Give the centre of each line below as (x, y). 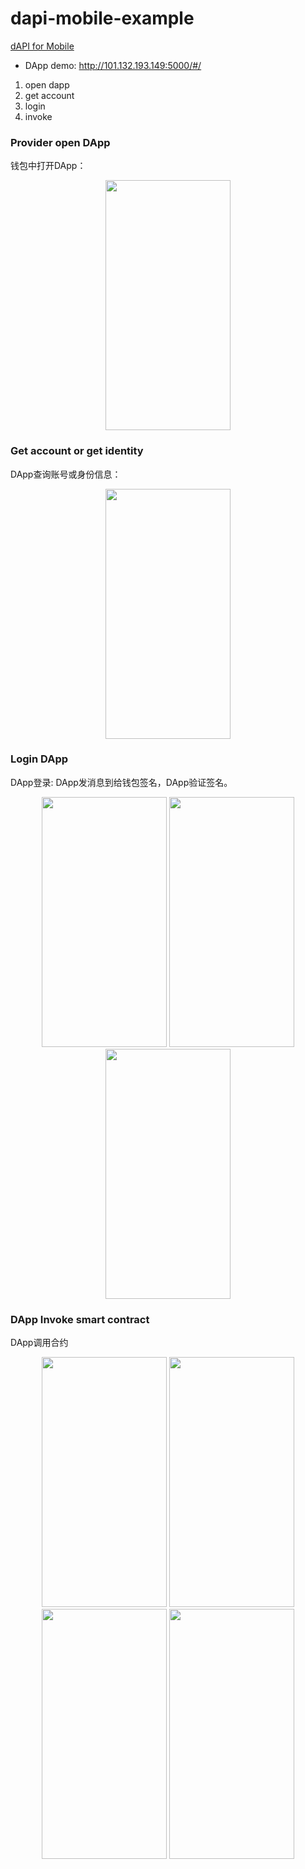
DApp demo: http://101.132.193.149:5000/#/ (113, 65)
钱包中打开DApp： (48, 166)
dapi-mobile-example (102, 18)
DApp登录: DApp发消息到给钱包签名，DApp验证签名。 (121, 782)
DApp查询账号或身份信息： (66, 474)
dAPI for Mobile (42, 46)
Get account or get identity (77, 451)
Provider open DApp (60, 142)
